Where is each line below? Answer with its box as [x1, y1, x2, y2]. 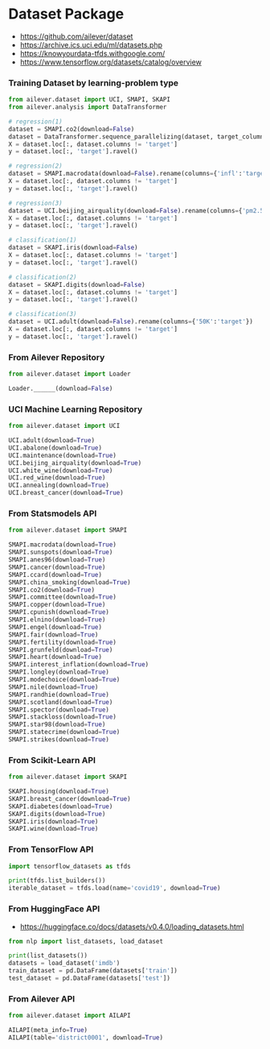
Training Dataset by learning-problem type [8, 77, 179, 89]
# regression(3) [8, 199, 63, 207]
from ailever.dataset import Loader [8, 370, 131, 379]
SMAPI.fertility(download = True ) [8, 638, 117, 646]
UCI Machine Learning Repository [8, 404, 143, 415]
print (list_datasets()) [8, 952, 88, 960]
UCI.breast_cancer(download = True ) [8, 489, 125, 497]
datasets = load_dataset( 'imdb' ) [8, 960, 121, 968]
